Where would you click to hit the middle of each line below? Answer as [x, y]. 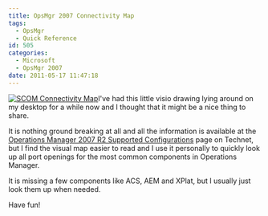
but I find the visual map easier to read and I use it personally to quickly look [134, 148]
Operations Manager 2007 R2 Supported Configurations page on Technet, [131, 139]
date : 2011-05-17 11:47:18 [53, 75]
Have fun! [24, 205]
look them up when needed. [55, 189]
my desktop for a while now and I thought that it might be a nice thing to [127, 107]
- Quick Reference [47, 38]
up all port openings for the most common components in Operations [123, 157]
